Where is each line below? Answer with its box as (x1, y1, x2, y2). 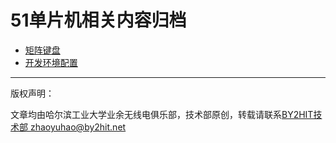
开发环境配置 (24, 56, 78, 68)
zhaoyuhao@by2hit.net (29, 121, 127, 133)
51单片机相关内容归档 (10, 9, 187, 32)
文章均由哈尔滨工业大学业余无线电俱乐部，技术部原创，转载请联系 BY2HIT (10, 108, 314, 120)
